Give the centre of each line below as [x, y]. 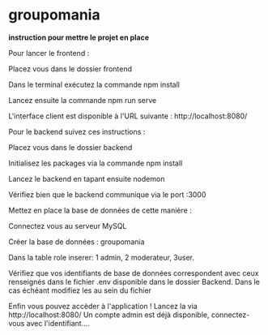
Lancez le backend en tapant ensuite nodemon [87, 178]
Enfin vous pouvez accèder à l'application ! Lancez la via [103, 306]
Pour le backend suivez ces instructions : [77, 131]
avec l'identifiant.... [58, 323]
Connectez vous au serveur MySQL [68, 225]
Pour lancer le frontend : [49, 53]
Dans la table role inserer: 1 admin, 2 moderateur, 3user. [102, 257]
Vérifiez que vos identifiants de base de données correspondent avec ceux [134, 273]
